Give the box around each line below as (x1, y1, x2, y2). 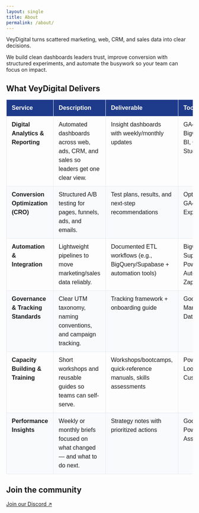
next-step (110, 200, 136, 207)
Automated (58, 121, 88, 128)
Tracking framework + (110, 296, 168, 303)
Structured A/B (58, 191, 97, 198)
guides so (58, 383, 85, 390)
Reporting (11, 139, 40, 146)
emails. (58, 226, 78, 234)
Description (58, 104, 92, 111)
